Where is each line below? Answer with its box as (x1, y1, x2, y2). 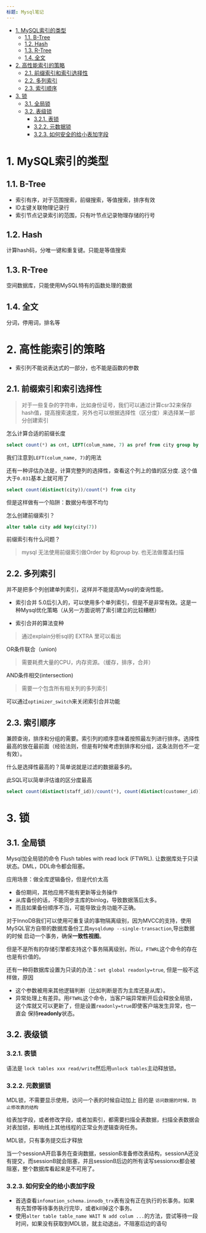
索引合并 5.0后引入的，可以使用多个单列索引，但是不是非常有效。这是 (15, 599, 192, 606)
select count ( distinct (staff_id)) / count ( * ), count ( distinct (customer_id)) (6, 789, 202, 795)
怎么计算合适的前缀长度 (6, 429, 66, 437)
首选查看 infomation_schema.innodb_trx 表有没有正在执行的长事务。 (15, 1197, 184, 1204)
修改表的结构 (10, 1104, 39, 1110)
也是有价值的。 (6, 953, 44, 960)
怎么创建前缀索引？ (6, 512, 55, 519)
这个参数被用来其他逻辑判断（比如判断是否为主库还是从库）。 (15, 986, 169, 994)
